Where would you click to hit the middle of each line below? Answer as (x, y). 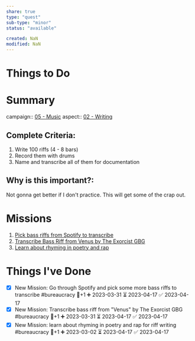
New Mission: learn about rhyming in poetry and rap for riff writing (95, 324)
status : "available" (32, 28)
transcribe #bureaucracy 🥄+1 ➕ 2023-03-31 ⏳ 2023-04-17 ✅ (89, 294)
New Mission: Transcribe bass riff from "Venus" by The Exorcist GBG (99, 309)
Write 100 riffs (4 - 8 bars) (46, 149)
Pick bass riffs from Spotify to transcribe (64, 235)
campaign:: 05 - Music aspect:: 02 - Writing (59, 117)
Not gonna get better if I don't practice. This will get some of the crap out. (96, 195)
